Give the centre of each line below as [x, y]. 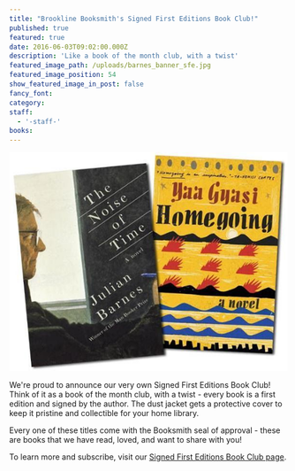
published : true [39, 28]
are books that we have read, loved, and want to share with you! [126, 439]
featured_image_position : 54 [63, 75]
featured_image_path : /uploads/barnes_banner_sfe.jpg [110, 66]
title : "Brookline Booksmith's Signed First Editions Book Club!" [134, 19]
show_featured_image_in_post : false [76, 84]
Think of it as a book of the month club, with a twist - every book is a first [143, 394]
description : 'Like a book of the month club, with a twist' [124, 56]
